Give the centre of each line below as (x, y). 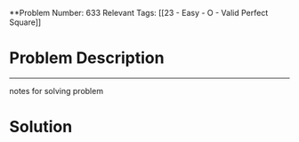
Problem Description (87, 58)
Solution (41, 127)
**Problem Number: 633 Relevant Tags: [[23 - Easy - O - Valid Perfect (139, 13)
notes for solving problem (57, 91)
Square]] (25, 22)
